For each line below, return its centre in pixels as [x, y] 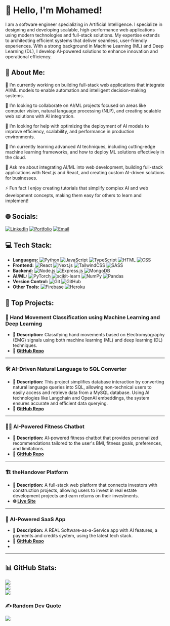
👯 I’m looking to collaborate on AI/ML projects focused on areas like [76, 105]
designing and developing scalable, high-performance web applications [80, 29]
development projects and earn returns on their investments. [76, 495]
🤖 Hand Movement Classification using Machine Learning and [83, 317]
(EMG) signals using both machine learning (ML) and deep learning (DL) [88, 340]
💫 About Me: [25, 73]
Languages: [25, 260]
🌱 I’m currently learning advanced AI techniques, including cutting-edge [80, 146]
